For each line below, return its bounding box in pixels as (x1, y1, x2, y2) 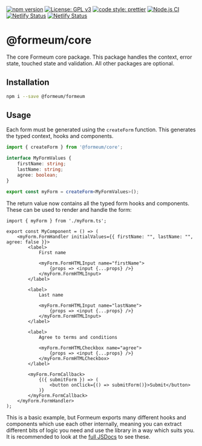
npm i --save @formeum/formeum (6, 93, 85, 99)
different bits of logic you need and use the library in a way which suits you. (6, 427, 195, 434)
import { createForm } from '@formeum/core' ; (6, 144, 123, 151)
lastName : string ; (17, 166, 64, 172)
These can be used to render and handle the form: (6, 206, 132, 213)
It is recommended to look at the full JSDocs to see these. (6, 433, 151, 440)
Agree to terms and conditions (38, 334, 118, 340)
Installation (6, 77, 50, 88)
